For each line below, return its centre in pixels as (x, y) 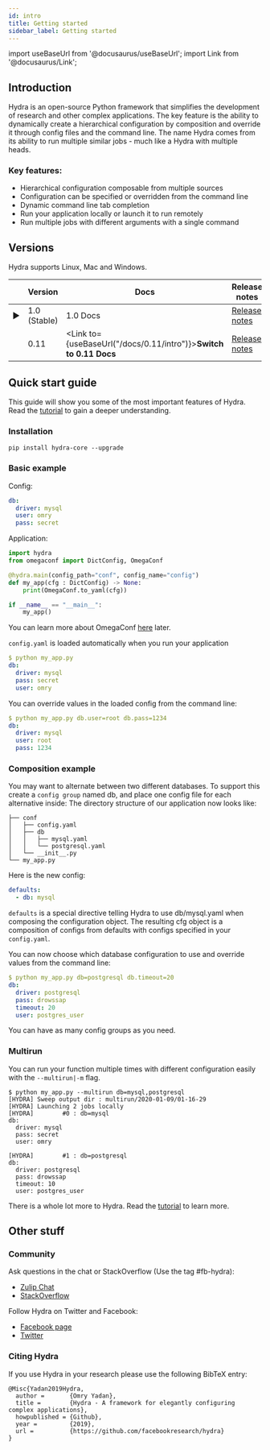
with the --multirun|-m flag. (54, 1077)
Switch (210, 344)
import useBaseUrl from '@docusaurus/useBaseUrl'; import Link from (124, 54)
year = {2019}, (55, 1424)
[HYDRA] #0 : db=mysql (59, 1113)
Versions (31, 248)
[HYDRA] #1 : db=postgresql (68, 1156)
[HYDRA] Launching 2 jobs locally (66, 1106)
